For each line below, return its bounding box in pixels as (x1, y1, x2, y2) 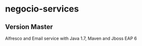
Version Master (5, 23, 53, 31)
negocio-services (5, 3, 79, 15)
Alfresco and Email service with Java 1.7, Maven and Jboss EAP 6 (5, 35, 137, 41)
